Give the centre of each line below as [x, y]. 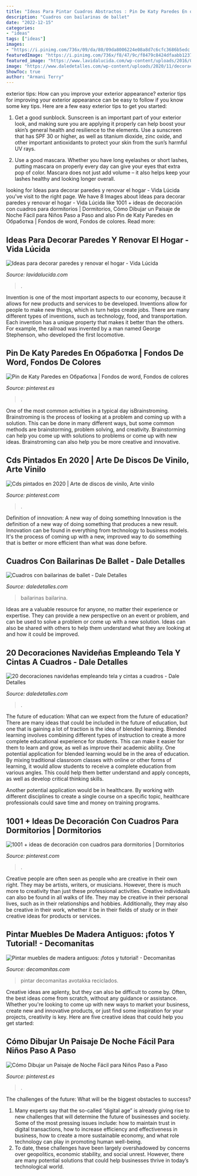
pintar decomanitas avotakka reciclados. [69, 980]
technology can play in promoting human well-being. [78, 1141]
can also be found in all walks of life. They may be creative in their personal [97, 897]
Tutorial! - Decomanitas [50, 944]
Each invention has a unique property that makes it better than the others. [95, 322]
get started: [20, 1023]
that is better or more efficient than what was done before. [77, 542]
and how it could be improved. [43, 634]
